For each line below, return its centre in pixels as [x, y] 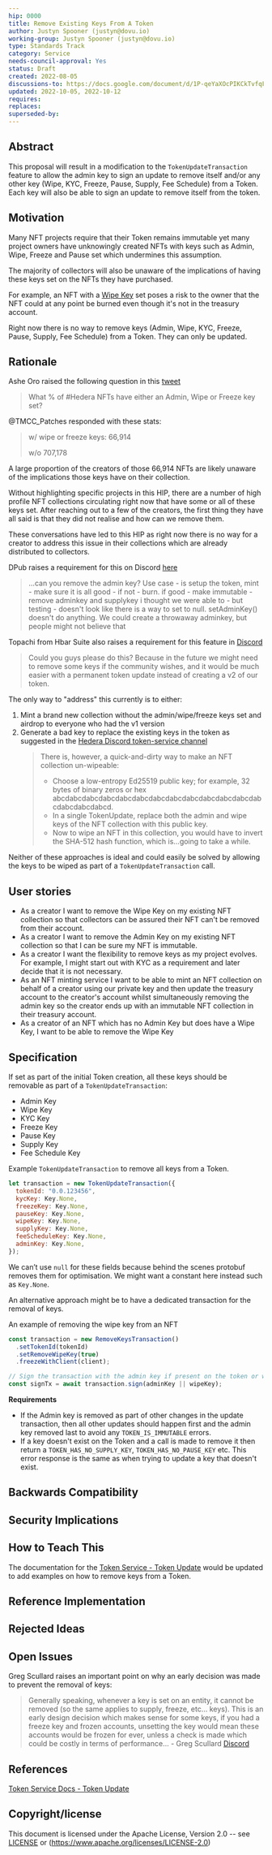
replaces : [25, 106]
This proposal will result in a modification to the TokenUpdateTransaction [128, 166]
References [38, 1769]
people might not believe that [77, 627]
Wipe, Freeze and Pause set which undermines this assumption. [115, 255]
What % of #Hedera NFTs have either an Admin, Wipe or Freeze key [142, 397]
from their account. [52, 928]
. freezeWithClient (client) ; [63, 1362]
